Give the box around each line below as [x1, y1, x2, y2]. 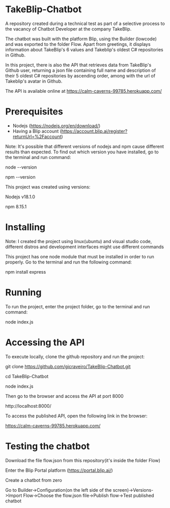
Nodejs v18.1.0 [5, 194, 36, 200]
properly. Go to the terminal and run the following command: [5, 259, 132, 265]
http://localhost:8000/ [5, 403, 52, 409]
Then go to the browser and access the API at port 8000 [5, 393, 124, 399]
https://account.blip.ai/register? [61, 128, 128, 134]
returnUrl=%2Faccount [12, 133, 62, 140]
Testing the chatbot [5, 440, 90, 452]
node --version [5, 164, 37, 170]
